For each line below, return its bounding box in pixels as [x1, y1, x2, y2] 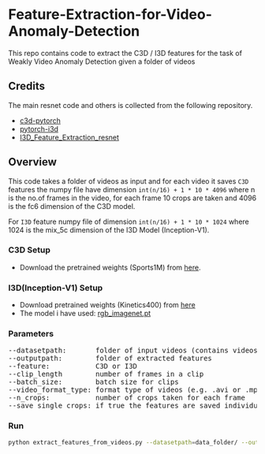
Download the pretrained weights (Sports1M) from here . [19, 262, 201, 272]
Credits [8, 80, 46, 93]
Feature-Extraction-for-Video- [8, 6, 213, 24]
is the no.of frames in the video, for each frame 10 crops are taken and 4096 [8, 193, 257, 203]
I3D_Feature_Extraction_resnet [19, 132, 120, 142]
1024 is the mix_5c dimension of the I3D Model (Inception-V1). [8, 225, 210, 234]
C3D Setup [8, 244, 51, 255]
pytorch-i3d [19, 124, 59, 133]
